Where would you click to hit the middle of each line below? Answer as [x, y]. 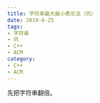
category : [22, 59]
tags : [15, 26]
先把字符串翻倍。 [32, 93]
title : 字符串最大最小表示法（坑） [52, 14]
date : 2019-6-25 [31, 20]
